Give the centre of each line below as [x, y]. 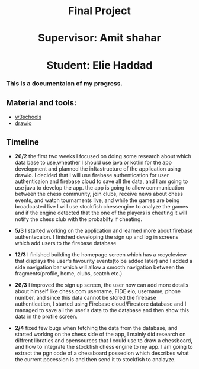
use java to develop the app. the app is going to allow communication [99, 188]
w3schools [28, 117]
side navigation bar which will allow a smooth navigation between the [99, 267]
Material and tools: [41, 103]
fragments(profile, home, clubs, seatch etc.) [68, 274]
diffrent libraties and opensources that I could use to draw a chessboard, [103, 341]
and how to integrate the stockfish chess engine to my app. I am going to [104, 347]
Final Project [99, 11]
